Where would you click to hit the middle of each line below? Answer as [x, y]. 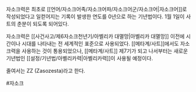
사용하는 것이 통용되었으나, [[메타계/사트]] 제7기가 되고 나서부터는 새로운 [105, 51]
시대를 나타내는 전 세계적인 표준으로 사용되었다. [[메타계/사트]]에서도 [100, 44]
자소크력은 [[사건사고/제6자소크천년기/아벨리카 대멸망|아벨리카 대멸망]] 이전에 [95, 36]
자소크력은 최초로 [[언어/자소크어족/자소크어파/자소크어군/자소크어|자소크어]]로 [97, 9]
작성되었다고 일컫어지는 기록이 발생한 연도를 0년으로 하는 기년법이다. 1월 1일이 [95, 16]
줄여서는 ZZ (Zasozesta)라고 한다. [46, 71]
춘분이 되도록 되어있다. [43, 24]
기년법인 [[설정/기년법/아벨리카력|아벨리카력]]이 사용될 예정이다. [79, 58]
